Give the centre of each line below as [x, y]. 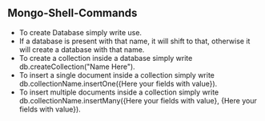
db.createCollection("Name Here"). [77, 67]
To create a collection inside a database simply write [106, 58]
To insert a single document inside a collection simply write [117, 75]
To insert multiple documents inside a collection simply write [119, 92]
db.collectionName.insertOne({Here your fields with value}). [118, 83]
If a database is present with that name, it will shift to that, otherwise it [135, 41]
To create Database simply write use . [80, 32]
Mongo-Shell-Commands [72, 13]
